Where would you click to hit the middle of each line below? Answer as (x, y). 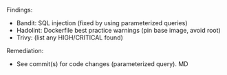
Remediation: (25, 51)
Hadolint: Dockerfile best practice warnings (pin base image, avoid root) (118, 30)
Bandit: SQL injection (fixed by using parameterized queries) (102, 23)
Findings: (20, 10)
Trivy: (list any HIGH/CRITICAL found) (69, 37)
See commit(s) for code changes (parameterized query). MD (102, 64)
